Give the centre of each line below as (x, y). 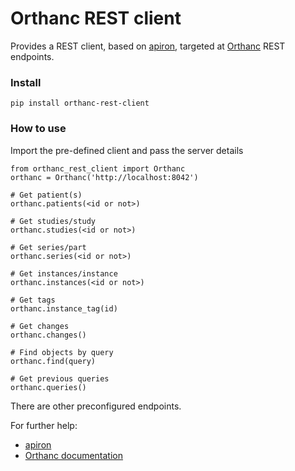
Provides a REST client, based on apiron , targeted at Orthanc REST (148, 46)
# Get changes (40, 326)
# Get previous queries (60, 378)
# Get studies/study (53, 221)
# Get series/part (48, 247)
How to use (38, 129)
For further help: (44, 425)
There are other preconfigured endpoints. (96, 406)
